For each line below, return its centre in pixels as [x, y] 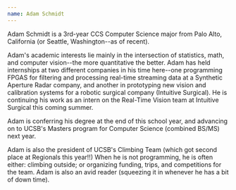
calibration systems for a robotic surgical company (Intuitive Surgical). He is [117, 92]
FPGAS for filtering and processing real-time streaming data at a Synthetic [115, 77]
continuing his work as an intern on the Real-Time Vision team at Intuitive [113, 100]
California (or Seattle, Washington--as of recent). [79, 41]
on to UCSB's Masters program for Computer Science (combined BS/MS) [113, 128]
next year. [22, 136]
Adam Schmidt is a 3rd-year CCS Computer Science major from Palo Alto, [115, 34]
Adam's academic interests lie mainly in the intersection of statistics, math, [116, 55]
